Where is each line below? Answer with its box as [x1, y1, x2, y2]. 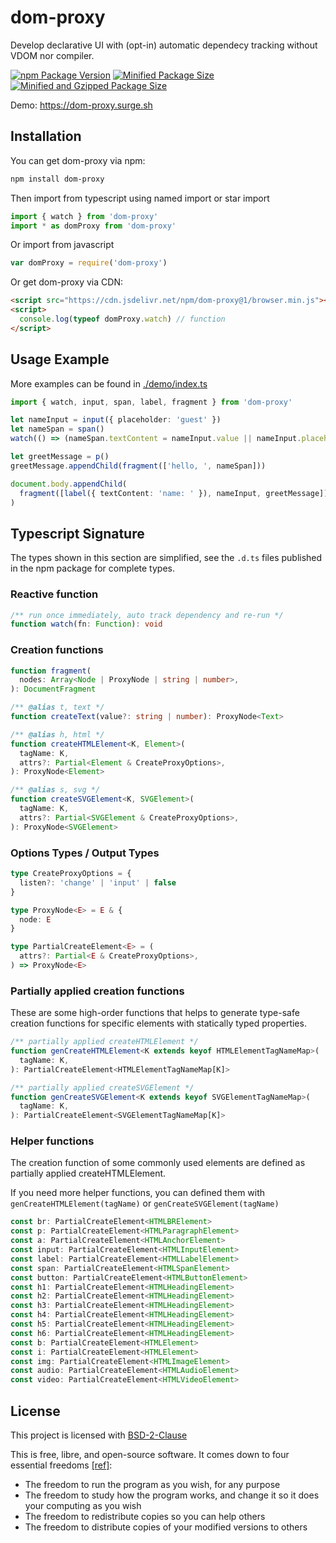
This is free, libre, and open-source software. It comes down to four [10, 1449, 290, 1461]
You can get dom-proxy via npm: [10, 154, 146, 166]
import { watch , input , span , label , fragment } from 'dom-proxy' [10, 397, 293, 407]
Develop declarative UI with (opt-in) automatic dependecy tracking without [10, 39, 318, 51]
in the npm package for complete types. [10, 562, 175, 575]
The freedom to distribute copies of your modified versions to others [24, 1521, 308, 1533]
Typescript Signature [10, 525, 145, 542]
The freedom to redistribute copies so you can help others [24, 1511, 266, 1523]
